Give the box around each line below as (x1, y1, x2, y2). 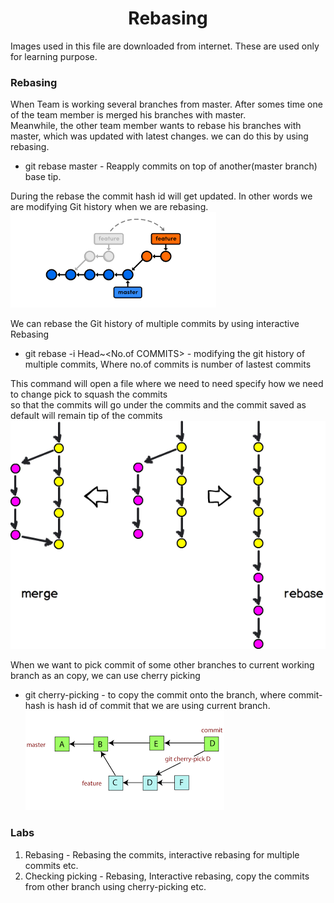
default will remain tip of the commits (10, 410, 163, 422)
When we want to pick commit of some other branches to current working (10, 659, 315, 671)
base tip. (24, 171, 62, 183)
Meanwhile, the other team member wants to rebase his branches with (10, 120, 302, 132)
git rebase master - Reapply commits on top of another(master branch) (24, 160, 318, 172)
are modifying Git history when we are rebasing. (10, 201, 209, 213)
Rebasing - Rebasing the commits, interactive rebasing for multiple (24, 848, 300, 861)
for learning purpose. (10, 50, 98, 62)
